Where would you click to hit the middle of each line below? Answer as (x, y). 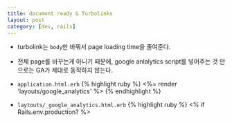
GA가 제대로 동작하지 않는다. (74, 70)
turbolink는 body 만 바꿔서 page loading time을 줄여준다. (94, 47)
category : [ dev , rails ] (42, 26)
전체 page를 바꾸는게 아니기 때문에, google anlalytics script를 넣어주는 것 (117, 61)
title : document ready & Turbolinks (60, 13)
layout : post (26, 20)
